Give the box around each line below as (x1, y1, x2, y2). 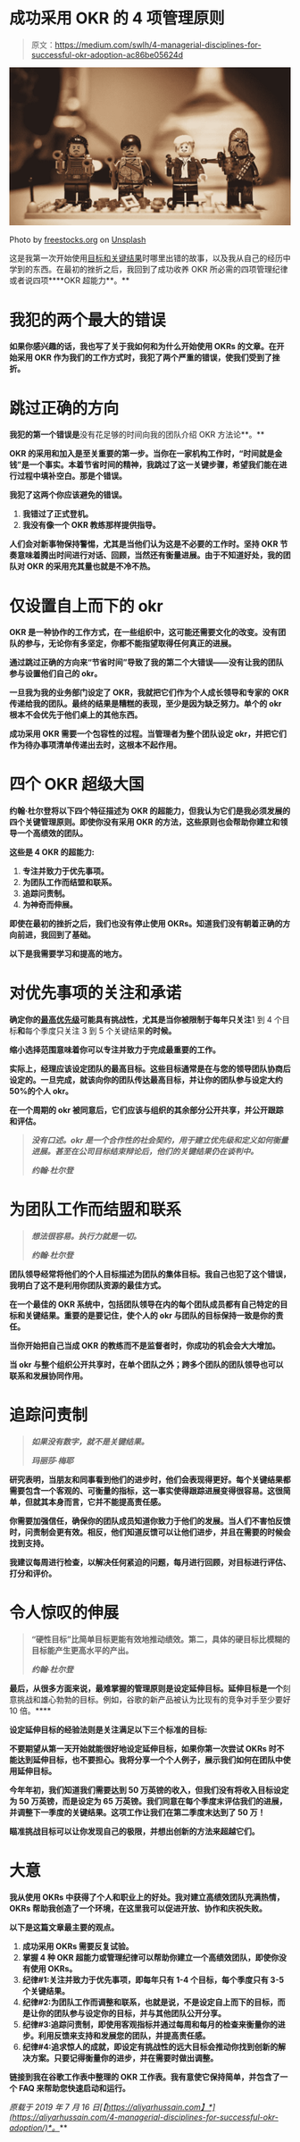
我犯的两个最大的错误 (9, 310, 167, 331)
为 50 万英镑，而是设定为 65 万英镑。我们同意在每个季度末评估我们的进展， (9, 1795, 287, 1806)
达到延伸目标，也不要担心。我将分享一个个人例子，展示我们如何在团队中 (16, 1754, 283, 1765)
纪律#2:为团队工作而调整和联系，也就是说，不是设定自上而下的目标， (21, 1996, 279, 2007)
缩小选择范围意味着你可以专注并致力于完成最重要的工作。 (9, 1044, 221, 1055)
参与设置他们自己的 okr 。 (9, 668, 103, 679)
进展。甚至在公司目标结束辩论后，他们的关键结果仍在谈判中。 (30, 1146, 259, 1157)
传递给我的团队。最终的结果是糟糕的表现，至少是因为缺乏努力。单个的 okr (9, 699, 282, 709)
